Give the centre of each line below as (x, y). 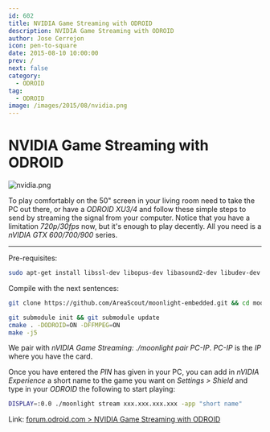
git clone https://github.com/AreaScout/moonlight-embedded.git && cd (129, 303)
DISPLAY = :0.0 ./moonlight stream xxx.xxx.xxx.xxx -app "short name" (125, 404)
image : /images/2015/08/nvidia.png (68, 106)
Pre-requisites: (33, 258)
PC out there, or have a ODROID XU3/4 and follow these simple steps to (127, 210)
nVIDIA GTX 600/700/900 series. (63, 235)
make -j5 (23, 332)
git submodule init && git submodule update (84, 318)
